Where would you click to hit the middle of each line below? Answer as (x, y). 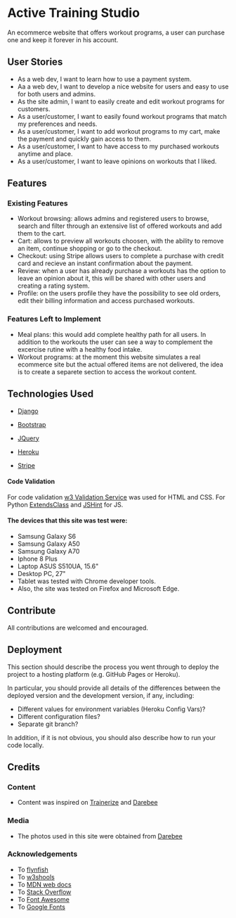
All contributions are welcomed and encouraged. (78, 627)
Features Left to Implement (54, 319)
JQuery (28, 438)
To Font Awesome (44, 899)
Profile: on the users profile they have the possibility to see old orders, (119, 293)
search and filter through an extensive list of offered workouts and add (120, 226)
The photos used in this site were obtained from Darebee (100, 836)
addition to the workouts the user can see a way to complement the (115, 342)
